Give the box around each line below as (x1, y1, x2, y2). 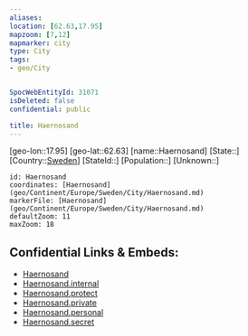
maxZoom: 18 (9, 220, 54, 229)
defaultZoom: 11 (9, 212, 71, 221)
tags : (9, 55, 30, 64)
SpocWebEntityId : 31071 (9, 88, 100, 97)
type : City (9, 47, 51, 56)
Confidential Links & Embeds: (9, 245, 179, 260)
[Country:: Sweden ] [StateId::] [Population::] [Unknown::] (9, 155, 220, 166)
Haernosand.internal (22, 278, 100, 289)
